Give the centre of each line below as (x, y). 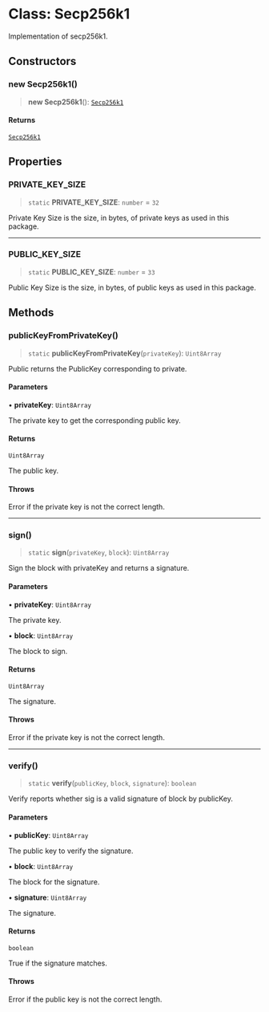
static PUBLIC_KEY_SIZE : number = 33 (91, 272)
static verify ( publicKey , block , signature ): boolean (112, 783)
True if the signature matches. (58, 963)
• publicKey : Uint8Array (48, 835)
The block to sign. (38, 651)
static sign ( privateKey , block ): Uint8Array (98, 553)
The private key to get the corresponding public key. (95, 420)
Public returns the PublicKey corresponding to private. (98, 368)
